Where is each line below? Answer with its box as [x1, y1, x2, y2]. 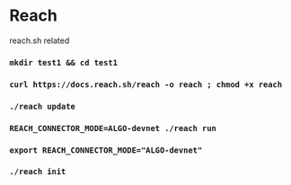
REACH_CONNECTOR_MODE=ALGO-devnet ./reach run [9, 123, 217, 133]
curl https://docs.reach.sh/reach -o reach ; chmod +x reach [9, 79, 283, 90]
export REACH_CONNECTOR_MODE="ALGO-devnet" [9, 145, 203, 155]
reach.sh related [9, 35, 70, 46]
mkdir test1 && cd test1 [9, 57, 119, 67]
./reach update [9, 101, 76, 111]
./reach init [9, 167, 66, 177]
